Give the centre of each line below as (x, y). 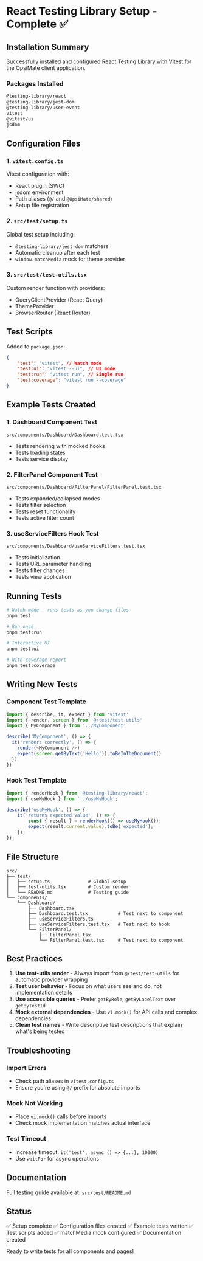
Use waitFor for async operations (57, 1158)
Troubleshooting (39, 1050)
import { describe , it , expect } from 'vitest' (68, 714)
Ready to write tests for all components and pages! (70, 1251)
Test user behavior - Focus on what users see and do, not (88, 986)
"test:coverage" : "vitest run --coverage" (72, 380)
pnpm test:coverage (31, 666)
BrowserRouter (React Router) (53, 313)
